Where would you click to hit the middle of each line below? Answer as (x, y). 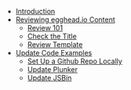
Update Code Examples (54, 53)
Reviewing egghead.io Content (65, 20)
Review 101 (45, 28)
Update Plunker (53, 69)
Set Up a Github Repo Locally (75, 61)
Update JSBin (49, 78)
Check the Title (52, 36)
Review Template (55, 45)
